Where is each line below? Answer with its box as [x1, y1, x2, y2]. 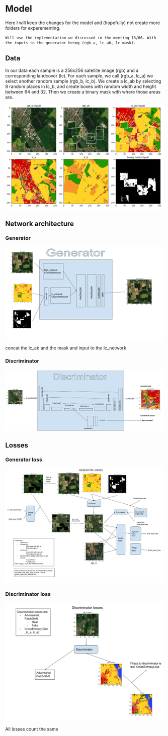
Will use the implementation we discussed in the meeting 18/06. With [5, 35, 156, 40]
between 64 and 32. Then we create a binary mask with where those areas [5, 88, 161, 95]
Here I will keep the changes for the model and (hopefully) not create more [5, 20, 160, 26]
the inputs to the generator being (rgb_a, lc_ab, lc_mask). [5, 40, 136, 45]
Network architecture [5, 219, 74, 228]
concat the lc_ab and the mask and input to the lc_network [5, 345, 127, 351]
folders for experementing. [5, 25, 61, 31]
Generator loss [5, 456, 43, 463]
